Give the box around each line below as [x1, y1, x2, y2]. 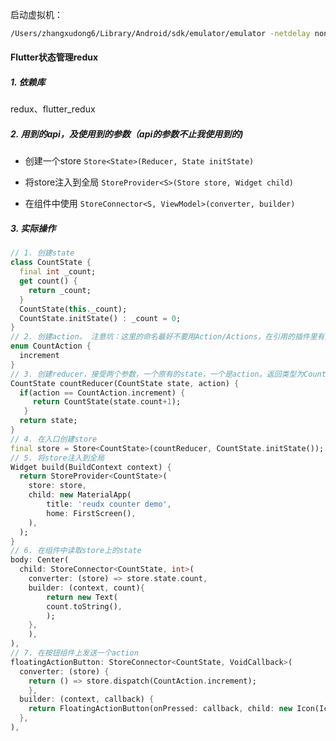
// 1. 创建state [10, 248, 75, 258]
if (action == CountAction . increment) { [19, 388, 186, 398]
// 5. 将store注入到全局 [10, 453, 105, 463]
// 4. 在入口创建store [10, 434, 98, 444]
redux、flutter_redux [10, 103, 96, 115]
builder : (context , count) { [28, 583, 145, 593]
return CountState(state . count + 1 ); [32, 397, 182, 407]
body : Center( [10, 555, 70, 565]
